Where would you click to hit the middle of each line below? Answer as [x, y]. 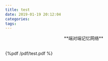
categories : [17, 19]
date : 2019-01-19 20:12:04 [33, 14]
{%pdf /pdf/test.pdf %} [29, 54]
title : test [17, 10]
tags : [11, 24]
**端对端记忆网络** [84, 38]
